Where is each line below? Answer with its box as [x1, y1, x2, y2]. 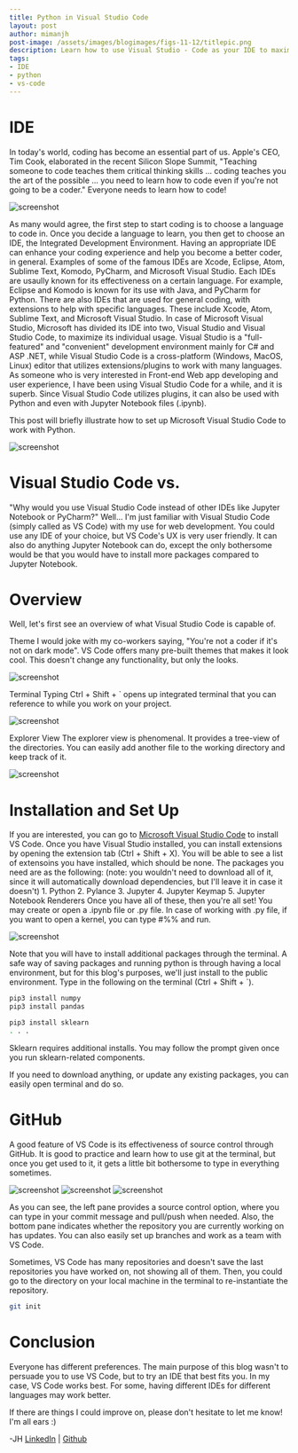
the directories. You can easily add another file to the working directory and [9, 742, 286, 753]
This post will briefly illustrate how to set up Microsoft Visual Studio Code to [9, 414, 286, 426]
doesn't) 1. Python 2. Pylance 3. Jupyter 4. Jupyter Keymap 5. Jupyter [9, 886, 266, 897]
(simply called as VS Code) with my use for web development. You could [9, 521, 275, 531]
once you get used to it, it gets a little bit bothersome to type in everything [9, 1158, 279, 1168]
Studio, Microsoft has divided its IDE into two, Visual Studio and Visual [9, 322, 266, 333]
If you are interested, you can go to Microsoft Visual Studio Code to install [9, 829, 279, 840]
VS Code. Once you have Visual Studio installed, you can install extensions [9, 839, 283, 850]
